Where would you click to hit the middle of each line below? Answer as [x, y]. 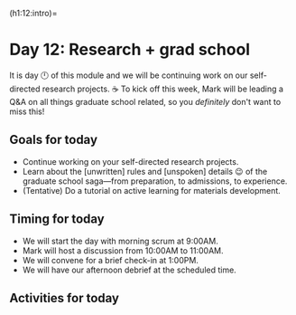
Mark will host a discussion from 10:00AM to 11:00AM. [123, 250]
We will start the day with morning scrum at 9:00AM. [120, 241]
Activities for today [65, 298]
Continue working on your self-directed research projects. [130, 161]
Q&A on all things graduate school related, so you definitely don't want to [145, 101]
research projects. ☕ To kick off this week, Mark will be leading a [163, 89]
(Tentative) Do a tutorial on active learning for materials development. [152, 190]
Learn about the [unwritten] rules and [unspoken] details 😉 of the [145, 171]
